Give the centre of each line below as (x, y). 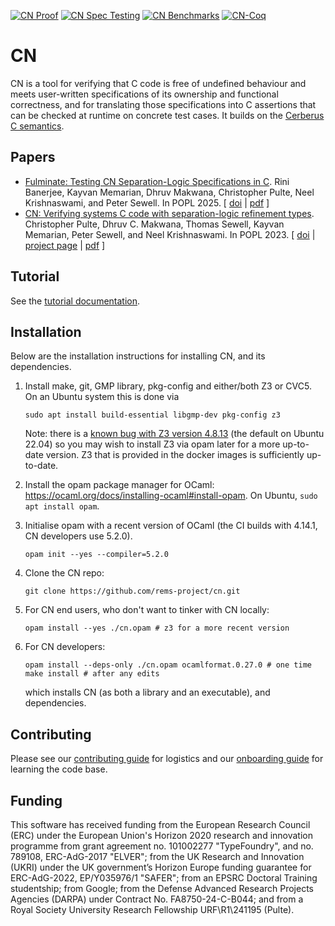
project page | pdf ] (65, 245)
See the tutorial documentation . (75, 301)
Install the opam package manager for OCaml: (119, 485)
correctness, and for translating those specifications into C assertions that (163, 104)
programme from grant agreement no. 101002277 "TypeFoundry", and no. (162, 846)
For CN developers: (65, 647)
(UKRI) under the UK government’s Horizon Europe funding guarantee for (161, 867)
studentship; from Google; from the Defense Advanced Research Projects (162, 888)
